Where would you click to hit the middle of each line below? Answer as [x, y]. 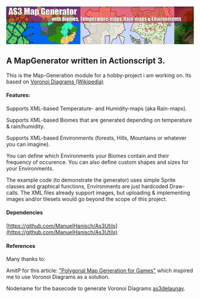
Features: [18, 95]
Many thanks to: [26, 259]
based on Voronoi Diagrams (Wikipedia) [55, 82]
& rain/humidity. [26, 126]
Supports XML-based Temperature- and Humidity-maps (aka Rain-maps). [97, 108]
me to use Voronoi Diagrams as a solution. [58, 277]
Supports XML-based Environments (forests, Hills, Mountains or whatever [96, 138]
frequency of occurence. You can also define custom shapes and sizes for [98, 162]
